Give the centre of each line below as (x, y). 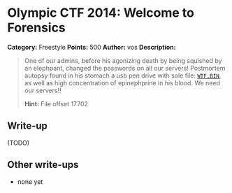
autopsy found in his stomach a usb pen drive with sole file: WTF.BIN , (123, 76)
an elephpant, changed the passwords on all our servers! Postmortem (125, 68)
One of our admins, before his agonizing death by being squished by (123, 60)
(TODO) (19, 143)
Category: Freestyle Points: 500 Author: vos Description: (92, 47)
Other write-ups (43, 165)
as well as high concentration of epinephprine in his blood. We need (122, 83)
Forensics (37, 28)
